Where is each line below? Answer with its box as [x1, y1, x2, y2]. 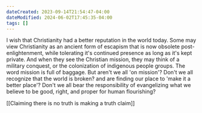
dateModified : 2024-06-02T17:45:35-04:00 [6, 15, 113, 21]
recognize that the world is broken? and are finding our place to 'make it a [6, 75, 191, 82]
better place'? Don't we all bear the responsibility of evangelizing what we [6, 82, 191, 89]
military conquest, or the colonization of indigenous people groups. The [6, 62, 186, 69]
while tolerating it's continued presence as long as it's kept [45, 50, 192, 57]
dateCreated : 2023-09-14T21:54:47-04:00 [6, 8, 110, 15]
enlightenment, [6, 50, 44, 57]
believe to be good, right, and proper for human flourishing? [6, 88, 156, 95]
